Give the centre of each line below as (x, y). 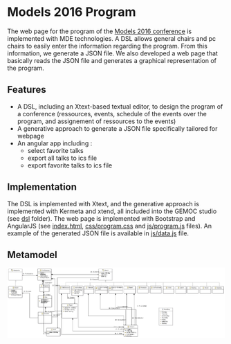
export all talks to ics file (62, 158)
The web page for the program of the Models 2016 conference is (100, 31)
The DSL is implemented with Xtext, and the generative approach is (103, 203)
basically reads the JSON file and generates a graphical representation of (112, 60)
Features (27, 90)
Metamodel (32, 254)
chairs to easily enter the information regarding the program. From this (107, 46)
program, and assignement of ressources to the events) (96, 121)
